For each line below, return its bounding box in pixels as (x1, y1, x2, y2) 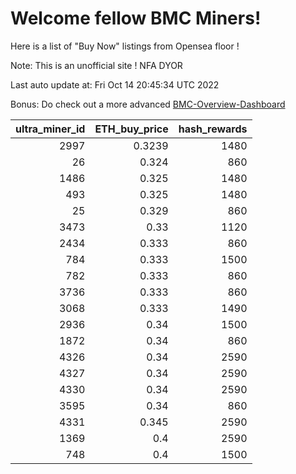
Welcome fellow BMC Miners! (10, 7, 262, 30)
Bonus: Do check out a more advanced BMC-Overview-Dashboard (10, 98, 286, 110)
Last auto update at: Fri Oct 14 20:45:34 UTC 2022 (10, 78, 220, 91)
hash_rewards (178, 122, 248, 136)
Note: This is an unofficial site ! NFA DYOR (10, 59, 183, 71)
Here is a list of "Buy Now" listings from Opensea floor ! (10, 40, 240, 52)
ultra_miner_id (15, 122, 86, 136)
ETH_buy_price (94, 122, 169, 136)
